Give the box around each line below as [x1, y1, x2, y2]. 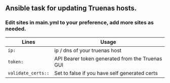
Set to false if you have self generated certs [54, 69, 158, 76]
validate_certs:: [8, 70, 50, 76]
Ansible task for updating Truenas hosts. [5, 4, 137, 13]
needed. [5, 25, 26, 32]
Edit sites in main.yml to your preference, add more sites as [5, 19, 154, 26]
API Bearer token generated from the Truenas [54, 55, 162, 62]
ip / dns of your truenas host [54, 47, 121, 54]
